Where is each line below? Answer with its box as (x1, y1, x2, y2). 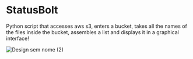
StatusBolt (6, 3, 58, 17)
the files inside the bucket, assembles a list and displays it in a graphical (6, 28, 179, 35)
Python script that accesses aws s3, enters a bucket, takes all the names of (6, 23, 188, 30)
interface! (6, 35, 29, 42)
